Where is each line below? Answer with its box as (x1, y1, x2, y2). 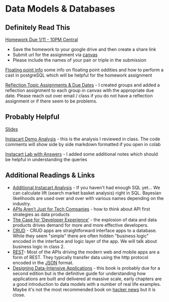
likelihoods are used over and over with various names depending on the (12, 195, 164, 201)
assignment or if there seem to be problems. (5, 98, 97, 104)
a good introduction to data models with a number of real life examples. (12, 281, 161, 287)
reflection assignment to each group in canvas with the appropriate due (5, 87, 154, 93)
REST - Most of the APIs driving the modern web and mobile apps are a (12, 248, 160, 255)
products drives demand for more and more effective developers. (12, 222, 149, 228)
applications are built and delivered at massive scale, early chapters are (12, 276, 162, 282)
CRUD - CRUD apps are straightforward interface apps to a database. (12, 227, 157, 233)
